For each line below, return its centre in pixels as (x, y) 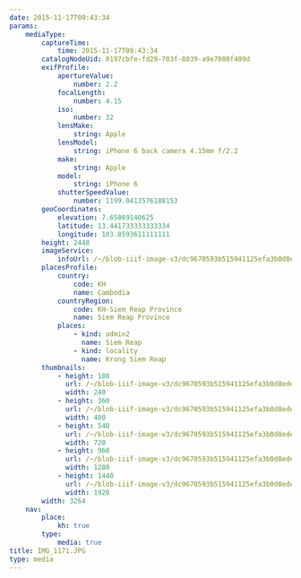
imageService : (68, 251)
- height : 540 (83, 426)
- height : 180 (83, 376)
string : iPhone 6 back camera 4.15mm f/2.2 (156, 151)
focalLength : (81, 92)
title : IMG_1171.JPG (48, 551)
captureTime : (66, 43)
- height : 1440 (86, 476)
